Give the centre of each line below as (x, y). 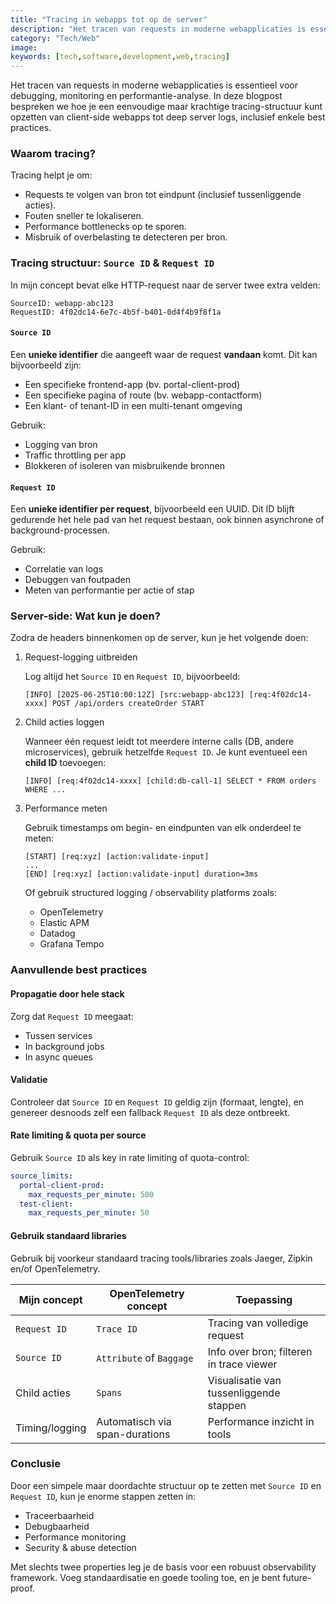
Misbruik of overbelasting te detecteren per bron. (126, 237)
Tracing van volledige (258, 1323)
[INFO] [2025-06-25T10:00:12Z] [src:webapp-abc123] (134, 695)
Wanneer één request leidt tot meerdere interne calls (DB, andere (159, 742)
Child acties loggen (64, 722)
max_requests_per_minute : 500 (91, 1194)
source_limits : (42, 1176)
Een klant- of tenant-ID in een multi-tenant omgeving (133, 405)
